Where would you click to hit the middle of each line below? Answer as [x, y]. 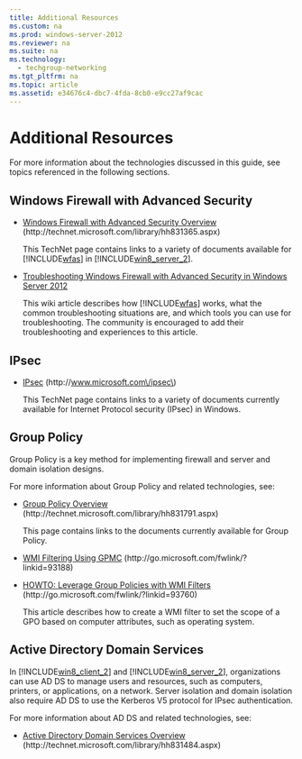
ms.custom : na [36, 26]
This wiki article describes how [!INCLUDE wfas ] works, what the [142, 304]
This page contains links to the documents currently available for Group [155, 530]
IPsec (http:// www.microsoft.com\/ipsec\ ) [100, 382]
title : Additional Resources [64, 18]
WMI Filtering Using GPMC [72, 558]
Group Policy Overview [65, 503]
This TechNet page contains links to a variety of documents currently [151, 400]
